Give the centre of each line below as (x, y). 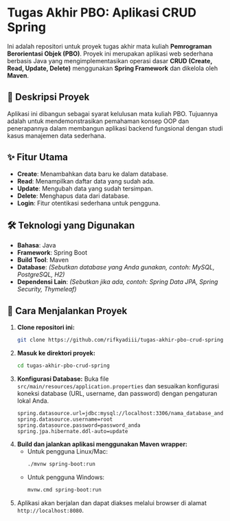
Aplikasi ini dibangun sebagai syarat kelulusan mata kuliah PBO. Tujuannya (113, 113)
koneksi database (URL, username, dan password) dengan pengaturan (117, 393)
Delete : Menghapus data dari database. (73, 196)
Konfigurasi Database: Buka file (63, 379)
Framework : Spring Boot (52, 253)
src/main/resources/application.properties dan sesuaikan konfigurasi (118, 386)
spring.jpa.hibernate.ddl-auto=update (72, 431)
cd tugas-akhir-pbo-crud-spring (63, 366)
